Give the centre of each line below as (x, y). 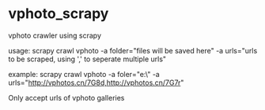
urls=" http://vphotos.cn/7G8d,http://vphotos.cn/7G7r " (96, 82)
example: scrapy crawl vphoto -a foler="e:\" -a (84, 74)
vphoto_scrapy (59, 14)
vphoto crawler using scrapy (55, 35)
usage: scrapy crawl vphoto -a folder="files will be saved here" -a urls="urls (133, 50)
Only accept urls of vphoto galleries (66, 97)
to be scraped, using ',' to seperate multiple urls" (87, 59)
